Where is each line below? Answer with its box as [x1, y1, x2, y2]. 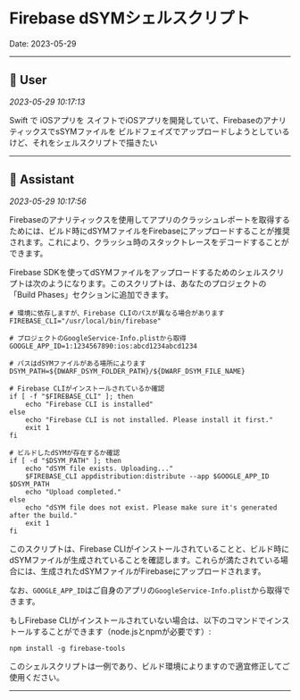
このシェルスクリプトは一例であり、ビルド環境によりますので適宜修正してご [9, 661, 290, 671]
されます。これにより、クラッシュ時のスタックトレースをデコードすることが [9, 236, 290, 247]
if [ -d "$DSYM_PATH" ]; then [9, 456, 122, 465]
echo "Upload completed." [25, 487, 122, 496]
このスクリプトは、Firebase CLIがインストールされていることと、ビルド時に [9, 543, 290, 554]
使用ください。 [9, 671, 64, 682]
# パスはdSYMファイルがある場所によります [9, 358, 146, 367]
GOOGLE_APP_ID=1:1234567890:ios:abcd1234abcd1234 [9, 342, 198, 350]
